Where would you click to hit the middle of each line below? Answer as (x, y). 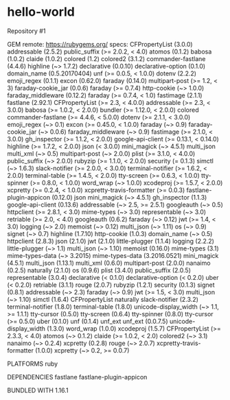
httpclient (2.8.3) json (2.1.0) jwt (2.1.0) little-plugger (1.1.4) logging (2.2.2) (111, 241)
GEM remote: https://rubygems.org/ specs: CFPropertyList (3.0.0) (100, 44)
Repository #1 (26, 31)
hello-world (41, 12)
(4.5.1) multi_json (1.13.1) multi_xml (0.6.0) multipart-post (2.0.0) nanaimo (109, 263)
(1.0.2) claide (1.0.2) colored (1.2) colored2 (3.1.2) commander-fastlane (106, 58)
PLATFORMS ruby (33, 364)
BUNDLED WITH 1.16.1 (38, 390)
